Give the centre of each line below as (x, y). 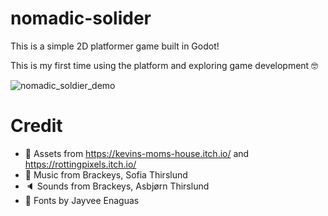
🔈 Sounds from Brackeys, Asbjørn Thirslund (117, 186)
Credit (36, 126)
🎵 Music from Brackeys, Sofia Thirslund (106, 174)
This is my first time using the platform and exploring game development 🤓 (164, 65)
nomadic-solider (81, 18)
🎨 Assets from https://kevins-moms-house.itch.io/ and (137, 153)
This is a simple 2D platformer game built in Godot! (115, 46)
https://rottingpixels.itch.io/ (80, 164)
